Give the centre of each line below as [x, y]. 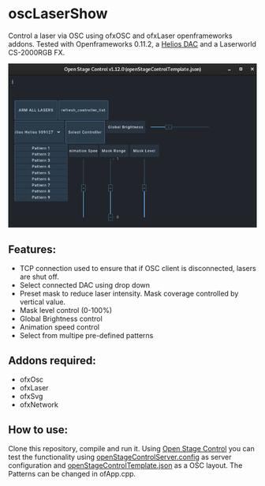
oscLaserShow [58, 14]
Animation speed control [60, 327]
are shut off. [39, 277]
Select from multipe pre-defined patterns [86, 336]
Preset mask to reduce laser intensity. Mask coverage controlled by [129, 294]
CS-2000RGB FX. [37, 52]
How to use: [38, 429]
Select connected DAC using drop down [85, 285]
